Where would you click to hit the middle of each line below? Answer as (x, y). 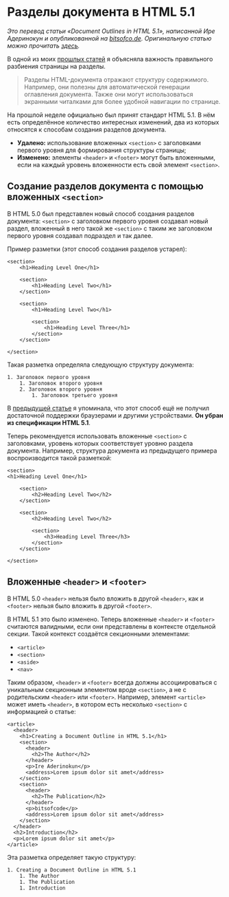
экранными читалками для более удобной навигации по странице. (122, 101)
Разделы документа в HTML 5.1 (101, 12)
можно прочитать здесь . (44, 45)
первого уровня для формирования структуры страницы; (101, 150)
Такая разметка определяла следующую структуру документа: (100, 365)
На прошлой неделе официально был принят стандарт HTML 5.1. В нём (111, 115)
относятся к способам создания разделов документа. (87, 129)
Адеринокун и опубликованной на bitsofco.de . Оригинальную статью (109, 38)
